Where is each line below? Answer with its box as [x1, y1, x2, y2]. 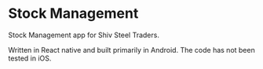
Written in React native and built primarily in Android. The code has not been [8, 45, 255, 54]
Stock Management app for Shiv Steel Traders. [8, 30, 159, 40]
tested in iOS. [8, 53, 52, 63]
